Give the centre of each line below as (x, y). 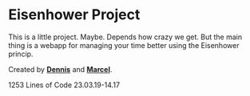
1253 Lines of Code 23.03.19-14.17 (64, 85)
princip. (21, 54)
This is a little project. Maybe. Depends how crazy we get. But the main (125, 37)
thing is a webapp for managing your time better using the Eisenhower (124, 45)
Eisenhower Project (74, 15)
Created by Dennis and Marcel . (60, 69)
